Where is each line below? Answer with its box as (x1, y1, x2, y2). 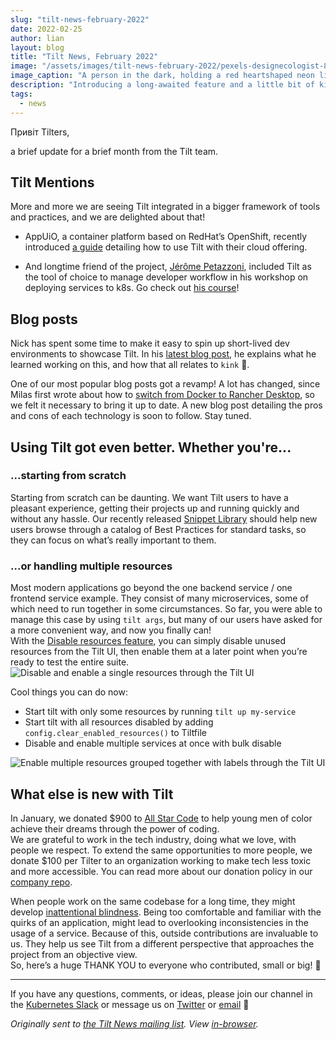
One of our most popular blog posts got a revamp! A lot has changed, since (10, 378, 321, 390)
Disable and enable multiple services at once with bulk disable (24, 737, 282, 750)
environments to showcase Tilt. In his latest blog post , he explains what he (10, 348, 317, 360)
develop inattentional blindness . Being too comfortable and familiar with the (10, 906, 322, 918)
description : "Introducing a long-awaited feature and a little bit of (10, 80, 315, 90)
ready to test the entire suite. (10, 656, 130, 668)
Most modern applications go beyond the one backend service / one (10, 582, 293, 594)
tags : (10, 89, 33, 99)
